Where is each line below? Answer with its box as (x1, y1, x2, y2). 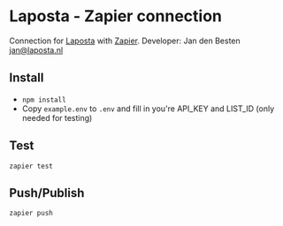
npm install (21, 95, 66, 104)
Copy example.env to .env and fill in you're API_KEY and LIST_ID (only (21, 103, 275, 114)
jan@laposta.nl (9, 44, 64, 55)
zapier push (9, 209, 53, 218)
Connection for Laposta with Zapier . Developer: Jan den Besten (9, 35, 241, 46)
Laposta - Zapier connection (9, 6, 223, 26)
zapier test (9, 162, 53, 170)
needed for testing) (21, 112, 93, 123)
